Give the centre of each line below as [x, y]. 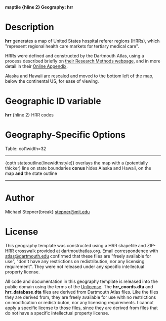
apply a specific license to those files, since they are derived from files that [82, 308]
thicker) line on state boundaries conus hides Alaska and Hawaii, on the [78, 168]
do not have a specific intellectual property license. [57, 313]
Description [30, 27]
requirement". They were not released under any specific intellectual [75, 267]
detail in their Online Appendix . [37, 66]
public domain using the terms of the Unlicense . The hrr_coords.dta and [79, 286]
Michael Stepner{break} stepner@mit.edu [47, 212]
